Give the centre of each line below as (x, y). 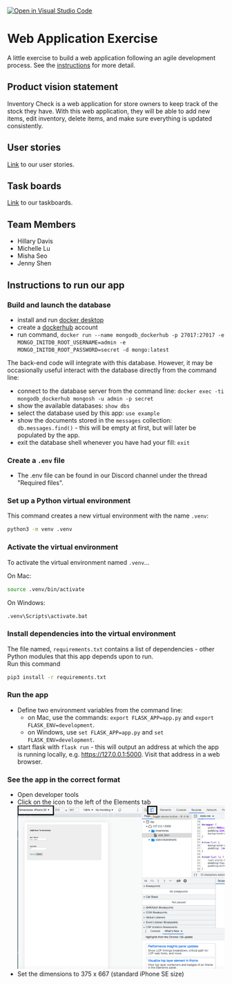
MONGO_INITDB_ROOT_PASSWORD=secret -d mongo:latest (93, 350)
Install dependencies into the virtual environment (91, 634)
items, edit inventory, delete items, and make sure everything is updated (110, 118)
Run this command (34, 664)
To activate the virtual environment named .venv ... (78, 562)
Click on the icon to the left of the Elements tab (84, 802)
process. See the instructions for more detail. (71, 65)
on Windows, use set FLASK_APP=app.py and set (96, 732)
